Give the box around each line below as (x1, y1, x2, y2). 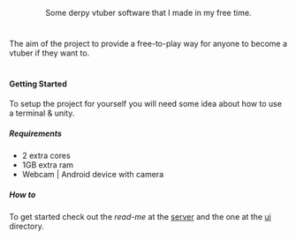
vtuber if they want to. (9, 48, 90, 58)
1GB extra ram (21, 159, 73, 170)
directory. (9, 221, 44, 231)
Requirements (9, 128, 62, 139)
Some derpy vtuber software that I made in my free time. (45, 8, 252, 18)
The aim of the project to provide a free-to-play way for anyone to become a (9, 39, 288, 49)
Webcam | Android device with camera (21, 169, 164, 179)
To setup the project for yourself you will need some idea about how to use (9, 98, 283, 109)
